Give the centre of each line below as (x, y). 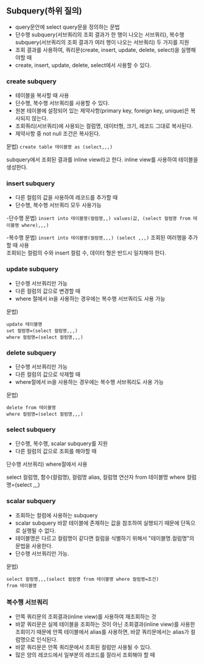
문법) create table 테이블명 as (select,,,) (60, 147)
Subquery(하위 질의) (44, 11)
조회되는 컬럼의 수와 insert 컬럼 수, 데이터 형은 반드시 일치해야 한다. (86, 253)
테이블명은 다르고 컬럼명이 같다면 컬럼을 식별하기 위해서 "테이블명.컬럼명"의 (105, 538)
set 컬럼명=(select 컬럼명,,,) (42, 331)
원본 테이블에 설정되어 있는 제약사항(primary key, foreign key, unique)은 (102, 111)
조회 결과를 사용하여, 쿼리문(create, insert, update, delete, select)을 (97, 50)
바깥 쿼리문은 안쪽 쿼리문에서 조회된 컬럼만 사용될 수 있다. (83, 647)
